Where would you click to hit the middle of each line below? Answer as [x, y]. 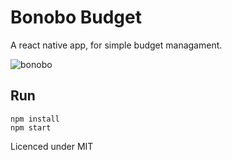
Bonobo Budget [76, 17]
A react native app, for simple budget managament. [116, 45]
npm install [35, 119]
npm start [31, 127]
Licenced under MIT [52, 146]
